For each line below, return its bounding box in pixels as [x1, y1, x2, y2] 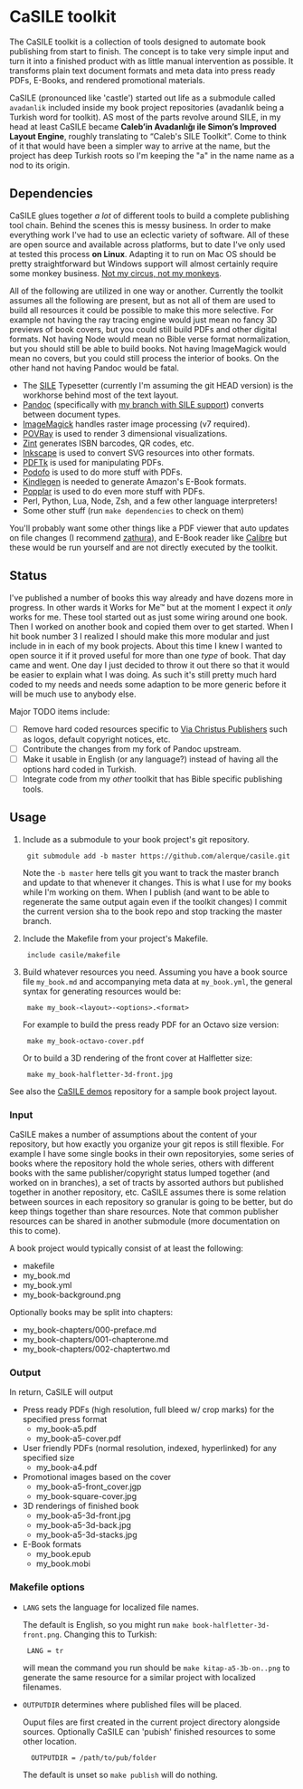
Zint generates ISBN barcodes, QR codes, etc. [22, 438, 194, 448]
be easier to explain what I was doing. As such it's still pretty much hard [9, 668, 278, 680]
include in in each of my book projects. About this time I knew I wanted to [9, 640, 283, 651]
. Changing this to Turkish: [59, 1629, 157, 1640]
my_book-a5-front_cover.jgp [35, 1481, 142, 1492]
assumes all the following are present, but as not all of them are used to [9, 294, 276, 305]
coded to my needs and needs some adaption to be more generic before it [9, 678, 287, 689]
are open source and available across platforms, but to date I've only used [9, 238, 286, 250]
